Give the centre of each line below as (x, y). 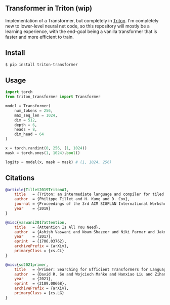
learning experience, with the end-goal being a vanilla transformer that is (81, 31)
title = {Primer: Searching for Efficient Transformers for (81, 269)
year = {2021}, (34, 279)
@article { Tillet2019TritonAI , (37, 190)
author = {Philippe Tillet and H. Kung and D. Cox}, (72, 199)
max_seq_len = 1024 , (36, 115)
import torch (19, 92)
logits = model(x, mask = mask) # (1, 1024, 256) (59, 162)
